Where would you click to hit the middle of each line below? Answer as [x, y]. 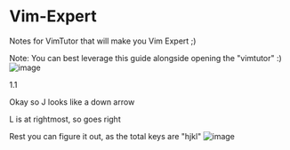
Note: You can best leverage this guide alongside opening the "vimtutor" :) [145, 58]
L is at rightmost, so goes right [65, 119]
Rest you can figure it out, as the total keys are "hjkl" [105, 136]
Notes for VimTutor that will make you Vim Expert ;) [103, 41]
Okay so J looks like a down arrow [72, 102]
